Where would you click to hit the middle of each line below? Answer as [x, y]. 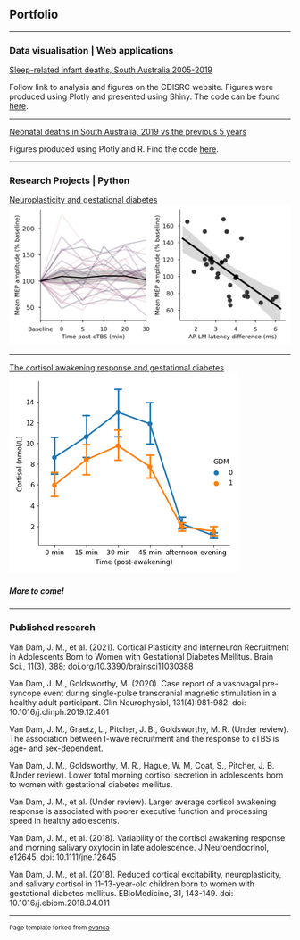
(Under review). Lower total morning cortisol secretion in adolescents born [146, 775]
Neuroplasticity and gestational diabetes [83, 200]
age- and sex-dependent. [56, 748]
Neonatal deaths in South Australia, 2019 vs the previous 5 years [128, 132]
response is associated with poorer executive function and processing [138, 811]
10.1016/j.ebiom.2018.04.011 [59, 903]
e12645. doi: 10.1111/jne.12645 [63, 857]
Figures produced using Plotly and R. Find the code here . [114, 149]
